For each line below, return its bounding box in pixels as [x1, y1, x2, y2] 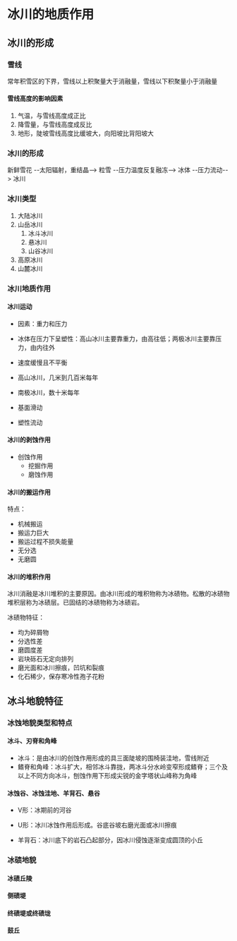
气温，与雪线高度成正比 [17, 111, 86, 120]
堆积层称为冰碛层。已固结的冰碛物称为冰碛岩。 [7, 598, 143, 607]
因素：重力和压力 [17, 319, 68, 328]
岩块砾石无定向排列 [17, 655, 74, 663]
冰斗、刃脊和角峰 [7, 736, 57, 745]
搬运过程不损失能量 [17, 538, 74, 546]
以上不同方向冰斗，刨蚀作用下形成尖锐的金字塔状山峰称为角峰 [17, 771, 197, 779]
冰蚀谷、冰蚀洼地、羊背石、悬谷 [7, 789, 100, 797]
